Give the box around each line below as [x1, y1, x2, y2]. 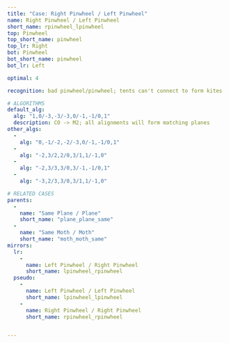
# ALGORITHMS [7, 100, 45, 107]
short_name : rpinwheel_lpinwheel [7, 23, 104, 30]
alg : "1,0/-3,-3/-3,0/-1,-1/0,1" [13, 113, 111, 120]
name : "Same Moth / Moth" [19, 229, 95, 236]
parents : [7, 197, 33, 204]
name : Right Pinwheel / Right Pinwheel [25, 307, 141, 314]
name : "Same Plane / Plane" [19, 210, 101, 217]
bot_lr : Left [7, 62, 45, 69]
